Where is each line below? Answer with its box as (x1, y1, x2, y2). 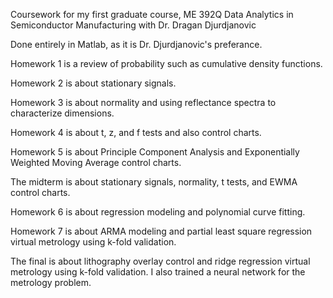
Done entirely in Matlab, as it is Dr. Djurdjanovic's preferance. (10, 39, 263, 50)
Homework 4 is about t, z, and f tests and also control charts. (10, 127, 262, 138)
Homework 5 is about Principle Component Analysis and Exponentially (10, 146, 300, 158)
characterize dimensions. (10, 107, 115, 119)
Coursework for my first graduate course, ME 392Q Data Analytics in (10, 9, 294, 20)
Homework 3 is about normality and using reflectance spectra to (10, 97, 277, 108)
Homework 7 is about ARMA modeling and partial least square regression (10, 225, 313, 237)
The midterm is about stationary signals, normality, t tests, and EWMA (10, 176, 298, 188)
